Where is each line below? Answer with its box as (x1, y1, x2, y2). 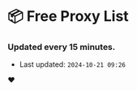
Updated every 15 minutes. (7, 42, 116, 53)
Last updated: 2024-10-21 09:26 (19, 60, 126, 69)
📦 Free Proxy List (7, 7, 129, 26)
